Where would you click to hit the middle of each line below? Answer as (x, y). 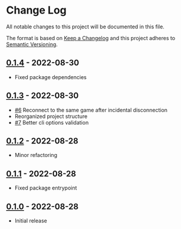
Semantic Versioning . (32, 44)
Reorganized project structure (51, 116)
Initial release (31, 221)
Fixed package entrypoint (46, 188)
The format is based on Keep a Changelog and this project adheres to (91, 38)
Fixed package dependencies (50, 77)
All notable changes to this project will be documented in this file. (85, 27)
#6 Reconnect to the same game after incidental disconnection (91, 110)
